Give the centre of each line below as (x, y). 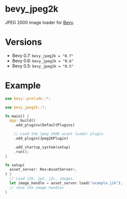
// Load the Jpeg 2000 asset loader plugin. (60, 134)
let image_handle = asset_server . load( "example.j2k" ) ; (66, 183)
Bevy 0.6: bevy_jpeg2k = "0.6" (43, 61)
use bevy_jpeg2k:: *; (26, 107)
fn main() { (17, 116)
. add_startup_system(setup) (42, 147)
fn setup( (15, 165)
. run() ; (21, 152)
